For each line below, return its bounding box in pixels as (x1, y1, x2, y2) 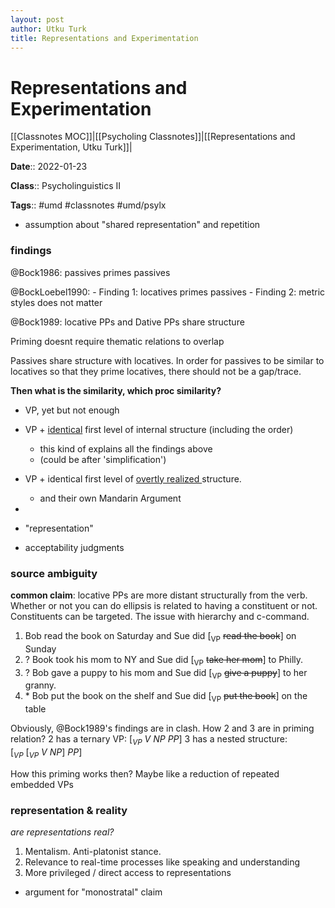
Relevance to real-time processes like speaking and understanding (24, 856, 301, 868)
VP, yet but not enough (24, 404, 120, 416)
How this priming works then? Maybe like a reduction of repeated (10, 767, 280, 780)
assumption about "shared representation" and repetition (24, 219, 261, 231)
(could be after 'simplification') (39, 453, 167, 465)
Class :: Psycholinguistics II (10, 180, 122, 192)
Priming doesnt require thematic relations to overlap (10, 335, 225, 347)
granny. (24, 679, 57, 691)
